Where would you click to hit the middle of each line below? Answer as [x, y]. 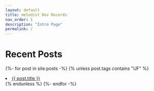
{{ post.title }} [26, 78]
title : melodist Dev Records [36, 15]
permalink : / [19, 29]
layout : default [22, 10]
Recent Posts [34, 54]
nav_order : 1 [19, 19]
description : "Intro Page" [34, 24]
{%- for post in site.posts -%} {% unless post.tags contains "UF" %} [77, 69]
